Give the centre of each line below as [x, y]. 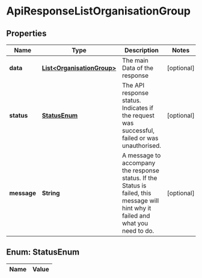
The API [133, 85]
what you [135, 223]
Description [142, 50]
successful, [139, 131]
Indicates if [138, 108]
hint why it [137, 208]
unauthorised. [142, 146]
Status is [134, 185]
